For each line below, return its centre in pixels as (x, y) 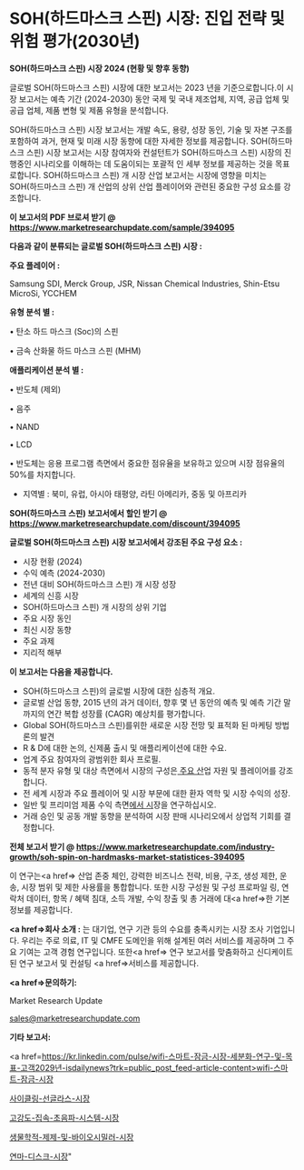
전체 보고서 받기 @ (42, 846)
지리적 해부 (42, 652)
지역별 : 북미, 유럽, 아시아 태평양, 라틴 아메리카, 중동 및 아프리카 (135, 494)
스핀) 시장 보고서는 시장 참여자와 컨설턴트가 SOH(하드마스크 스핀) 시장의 (154, 152)
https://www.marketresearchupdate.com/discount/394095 (125, 523)
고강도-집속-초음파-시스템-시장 (64, 1117)
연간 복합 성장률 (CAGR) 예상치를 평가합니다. (126, 714)
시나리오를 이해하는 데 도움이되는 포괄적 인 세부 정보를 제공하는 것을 (153, 164)
